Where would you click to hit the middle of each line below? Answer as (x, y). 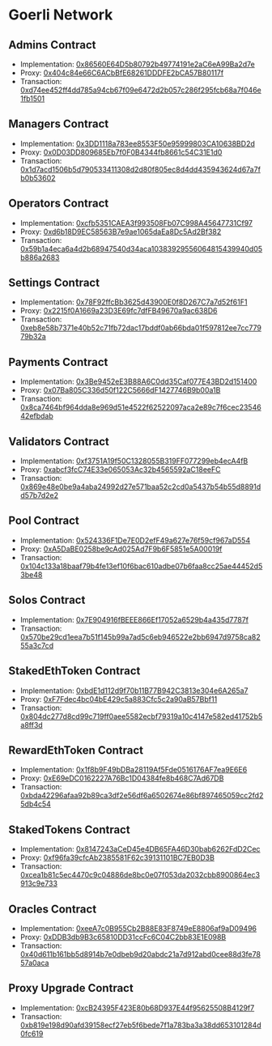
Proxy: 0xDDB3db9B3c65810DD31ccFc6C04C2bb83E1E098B (123, 937)
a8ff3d (31, 725)
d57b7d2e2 (39, 495)
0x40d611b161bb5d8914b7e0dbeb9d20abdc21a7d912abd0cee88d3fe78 (140, 954)
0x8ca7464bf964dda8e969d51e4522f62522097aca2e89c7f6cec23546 (140, 407)
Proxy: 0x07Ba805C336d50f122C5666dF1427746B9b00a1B (120, 390)
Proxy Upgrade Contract (71, 988)
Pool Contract (44, 521)
